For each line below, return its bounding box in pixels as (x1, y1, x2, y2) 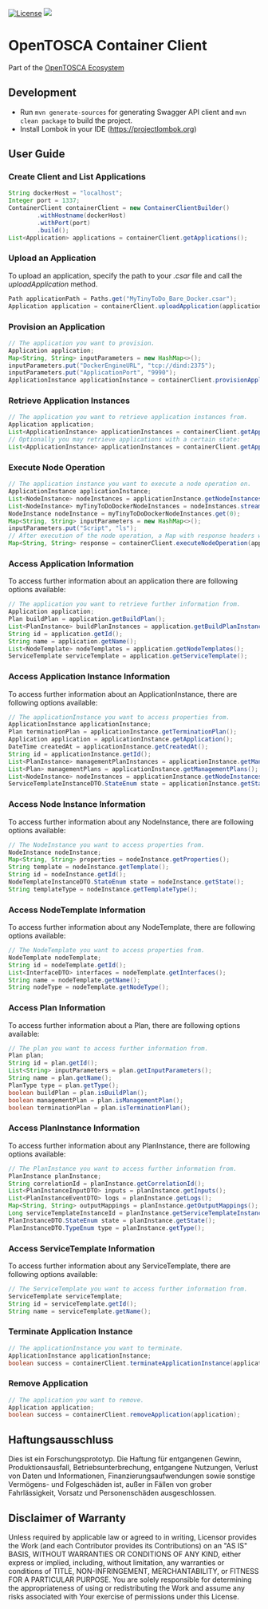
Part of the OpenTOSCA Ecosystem (8, 62, 125, 72)
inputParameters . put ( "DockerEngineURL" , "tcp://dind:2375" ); (8, 362, 216, 370)
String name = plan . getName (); (8, 1074, 112, 1082)
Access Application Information (8, 558, 134, 569)
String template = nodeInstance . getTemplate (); (8, 863, 170, 872)
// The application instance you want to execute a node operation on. (8, 480, 251, 488)
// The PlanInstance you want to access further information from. (8, 1164, 238, 1172)
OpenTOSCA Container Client (8, 37, 207, 55)
